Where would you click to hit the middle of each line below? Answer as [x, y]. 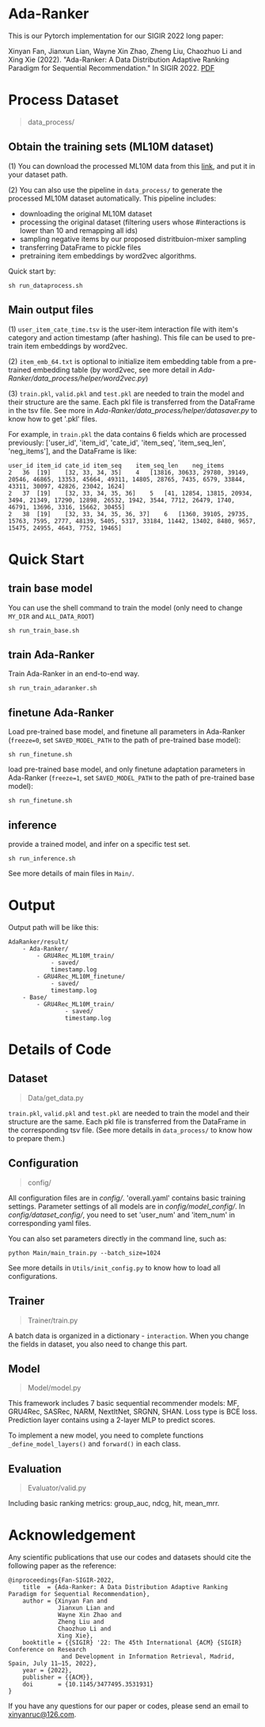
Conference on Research [47, 1650]
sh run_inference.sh [42, 858]
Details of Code [60, 1049]
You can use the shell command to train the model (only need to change [125, 607]
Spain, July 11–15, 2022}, [53, 1664]
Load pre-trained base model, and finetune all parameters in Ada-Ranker [127, 732]
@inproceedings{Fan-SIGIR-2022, [61, 1580]
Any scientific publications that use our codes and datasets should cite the [130, 1557]
